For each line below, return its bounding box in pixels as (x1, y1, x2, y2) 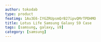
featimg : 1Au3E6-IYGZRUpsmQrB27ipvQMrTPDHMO (5, 16, 96, 21)
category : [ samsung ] (5, 29, 47, 34)
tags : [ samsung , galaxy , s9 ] (5, 25, 64, 30)
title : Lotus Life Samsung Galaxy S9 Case (5, 20, 92, 26)
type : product (5, 12, 34, 16)
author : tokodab (5, 7, 38, 12)
